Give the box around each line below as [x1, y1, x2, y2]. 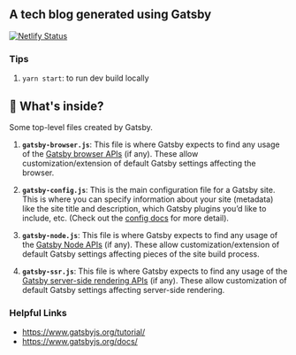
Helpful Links [9, 306, 68, 319]
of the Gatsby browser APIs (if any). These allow [21, 148, 199, 158]
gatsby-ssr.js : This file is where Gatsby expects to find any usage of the [21, 266, 288, 276]
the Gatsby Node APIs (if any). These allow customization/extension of [21, 239, 280, 250]
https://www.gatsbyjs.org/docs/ [21, 336, 139, 347]
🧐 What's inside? [9, 98, 104, 113]
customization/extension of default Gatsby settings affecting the [21, 158, 256, 168]
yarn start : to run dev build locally [21, 73, 149, 83]
